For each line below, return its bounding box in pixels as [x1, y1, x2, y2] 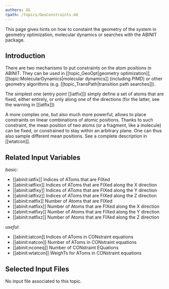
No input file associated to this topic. [5, 278, 82, 284]
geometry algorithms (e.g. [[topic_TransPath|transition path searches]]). [5, 81, 156, 87]
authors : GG [5, 7, 30, 13]
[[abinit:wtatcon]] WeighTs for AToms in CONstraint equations [12, 250, 142, 256]
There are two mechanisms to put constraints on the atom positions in [5, 65, 152, 71]
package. [5, 37, 25, 43]
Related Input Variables [5, 153, 81, 162]
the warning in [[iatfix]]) [5, 102, 55, 108]
